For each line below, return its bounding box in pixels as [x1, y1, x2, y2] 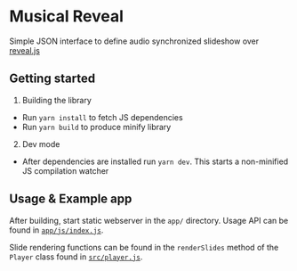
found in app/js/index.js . [9, 225, 104, 235]
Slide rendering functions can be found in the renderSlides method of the [9, 242, 279, 252]
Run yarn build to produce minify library [21, 121, 172, 132]
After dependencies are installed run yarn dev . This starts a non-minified [21, 156, 289, 167]
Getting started [9, 71, 96, 86]
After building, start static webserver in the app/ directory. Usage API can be [9, 215, 289, 226]
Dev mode [21, 138, 60, 149]
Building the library [21, 94, 92, 105]
